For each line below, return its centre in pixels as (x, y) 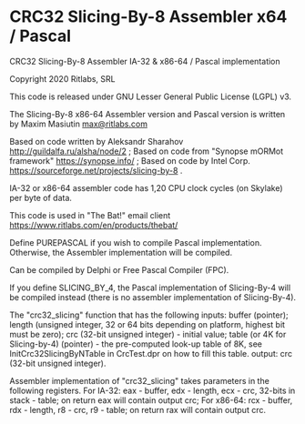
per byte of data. (41, 197)
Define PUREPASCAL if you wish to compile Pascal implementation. (136, 242)
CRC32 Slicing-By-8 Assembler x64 (148, 17)
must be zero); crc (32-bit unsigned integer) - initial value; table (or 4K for (148, 334)
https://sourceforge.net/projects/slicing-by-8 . (96, 170)
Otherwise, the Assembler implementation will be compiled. (121, 252)
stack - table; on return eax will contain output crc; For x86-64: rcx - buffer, (151, 400)
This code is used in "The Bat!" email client (90, 215)
